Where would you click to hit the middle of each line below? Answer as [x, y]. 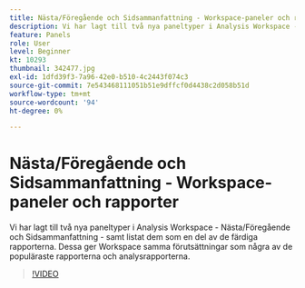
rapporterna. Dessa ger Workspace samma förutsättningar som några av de [151, 247]
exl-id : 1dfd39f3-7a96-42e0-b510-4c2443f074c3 [99, 77]
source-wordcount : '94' [54, 102]
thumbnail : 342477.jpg [52, 69]
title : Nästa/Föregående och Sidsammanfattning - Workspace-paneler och [150, 18]
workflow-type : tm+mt [50, 94]
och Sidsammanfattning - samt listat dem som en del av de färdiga [134, 237]
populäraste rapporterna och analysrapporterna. [100, 256]
